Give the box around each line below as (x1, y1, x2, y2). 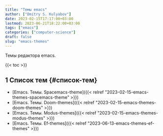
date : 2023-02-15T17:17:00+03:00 (5, 16, 74, 21)
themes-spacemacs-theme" (12, 94, 70, 100)
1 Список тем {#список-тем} (5, 76, 98, 85)
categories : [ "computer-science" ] (5, 30, 76, 35)
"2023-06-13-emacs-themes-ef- (87, 120, 155, 126)
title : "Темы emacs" (5, 7, 48, 12)
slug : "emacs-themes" (5, 39, 50, 44)
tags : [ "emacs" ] (5, 25, 38, 30)
